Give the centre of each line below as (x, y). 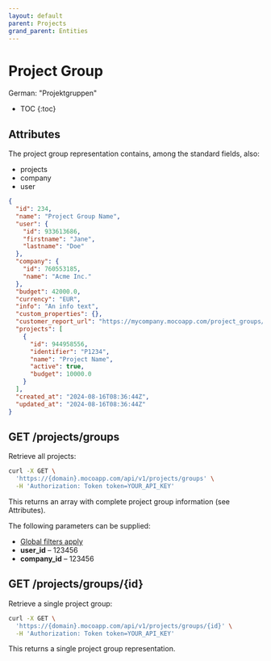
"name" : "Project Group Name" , (68, 216)
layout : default (35, 16)
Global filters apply (51, 541)
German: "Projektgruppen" (53, 93)
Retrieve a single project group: (60, 604)
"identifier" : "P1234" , (70, 352)
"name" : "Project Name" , (71, 359)
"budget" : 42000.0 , (48, 292)
